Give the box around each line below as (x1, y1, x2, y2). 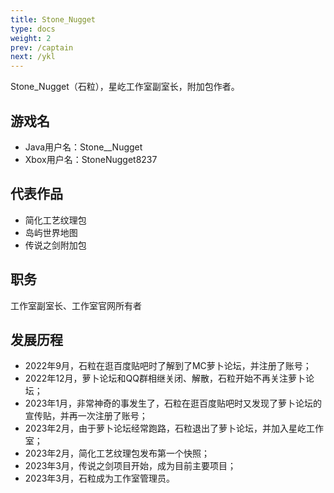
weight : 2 (10, 33, 52, 43)
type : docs (10, 24, 56, 34)
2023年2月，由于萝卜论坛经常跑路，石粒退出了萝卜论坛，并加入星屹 (24, 422, 307, 435)
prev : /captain (10, 42, 74, 53)
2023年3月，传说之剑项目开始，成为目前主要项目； (24, 460, 237, 472)
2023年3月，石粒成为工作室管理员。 (24, 472, 175, 485)
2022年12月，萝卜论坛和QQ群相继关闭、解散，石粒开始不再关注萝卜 (24, 372, 306, 385)
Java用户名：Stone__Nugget (24, 141, 143, 153)
